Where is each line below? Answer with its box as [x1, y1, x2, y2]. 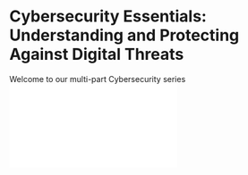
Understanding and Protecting [9, 25, 240, 46]
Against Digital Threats [9, 45, 184, 64]
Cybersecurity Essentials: [9, 6, 208, 27]
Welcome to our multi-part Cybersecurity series [9, 73, 186, 84]
